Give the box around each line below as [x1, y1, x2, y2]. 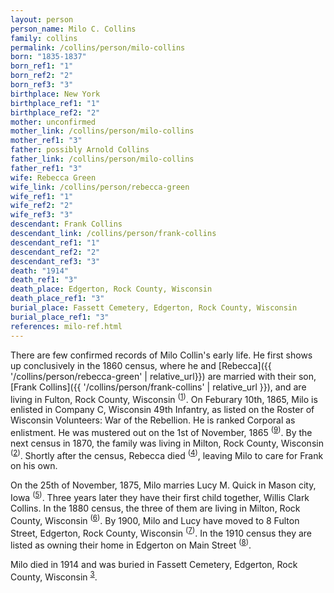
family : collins [10, 33, 78, 43]
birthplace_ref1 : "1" [10, 98, 101, 108]
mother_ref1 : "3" [10, 136, 83, 146]
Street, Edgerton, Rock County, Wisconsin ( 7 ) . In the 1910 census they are [10, 525, 312, 539]
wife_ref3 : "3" [10, 210, 74, 220]
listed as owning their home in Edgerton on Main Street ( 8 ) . [10, 537, 252, 551]
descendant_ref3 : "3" [10, 256, 101, 266]
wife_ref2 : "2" [10, 201, 74, 211]
